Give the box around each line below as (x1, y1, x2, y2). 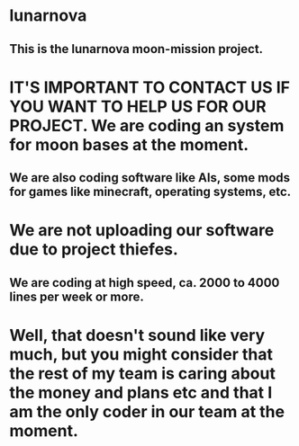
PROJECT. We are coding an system (9, 115, 285, 136)
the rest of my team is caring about (9, 363, 276, 383)
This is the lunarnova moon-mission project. (9, 41, 264, 57)
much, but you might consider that (9, 343, 273, 364)
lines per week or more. (9, 289, 144, 304)
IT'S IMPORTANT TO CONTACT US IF (9, 77, 291, 97)
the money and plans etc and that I (9, 382, 273, 403)
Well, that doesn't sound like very (9, 325, 266, 345)
